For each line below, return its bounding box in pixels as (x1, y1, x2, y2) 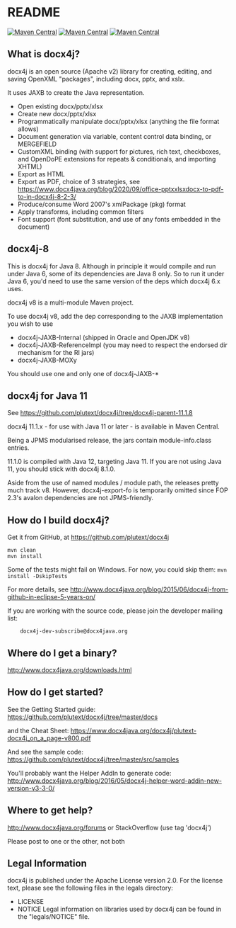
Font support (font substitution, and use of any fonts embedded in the (17, 215, 221, 223)
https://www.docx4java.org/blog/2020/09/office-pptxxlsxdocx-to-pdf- (17, 185, 224, 193)
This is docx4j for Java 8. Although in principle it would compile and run (7, 261, 216, 270)
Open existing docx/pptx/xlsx (17, 102, 104, 111)
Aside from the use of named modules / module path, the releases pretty (7, 479, 219, 487)
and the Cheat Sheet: (7, 726, 69, 735)
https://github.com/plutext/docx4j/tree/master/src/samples (7, 755, 179, 764)
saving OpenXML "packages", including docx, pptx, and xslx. (7, 74, 185, 83)
